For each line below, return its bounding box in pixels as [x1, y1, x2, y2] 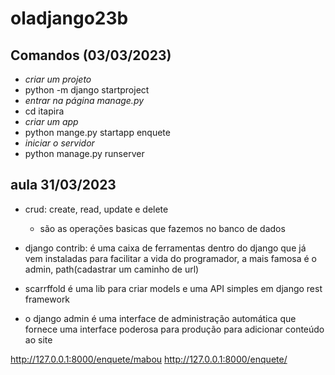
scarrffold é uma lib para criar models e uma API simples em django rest [24, 282, 323, 294]
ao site [24, 333, 53, 346]
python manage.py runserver [24, 148, 145, 159]
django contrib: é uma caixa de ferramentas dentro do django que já [24, 242, 307, 254]
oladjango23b [10, 7, 129, 30]
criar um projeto [24, 73, 92, 85]
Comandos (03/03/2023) [10, 47, 172, 64]
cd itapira [24, 105, 65, 117]
